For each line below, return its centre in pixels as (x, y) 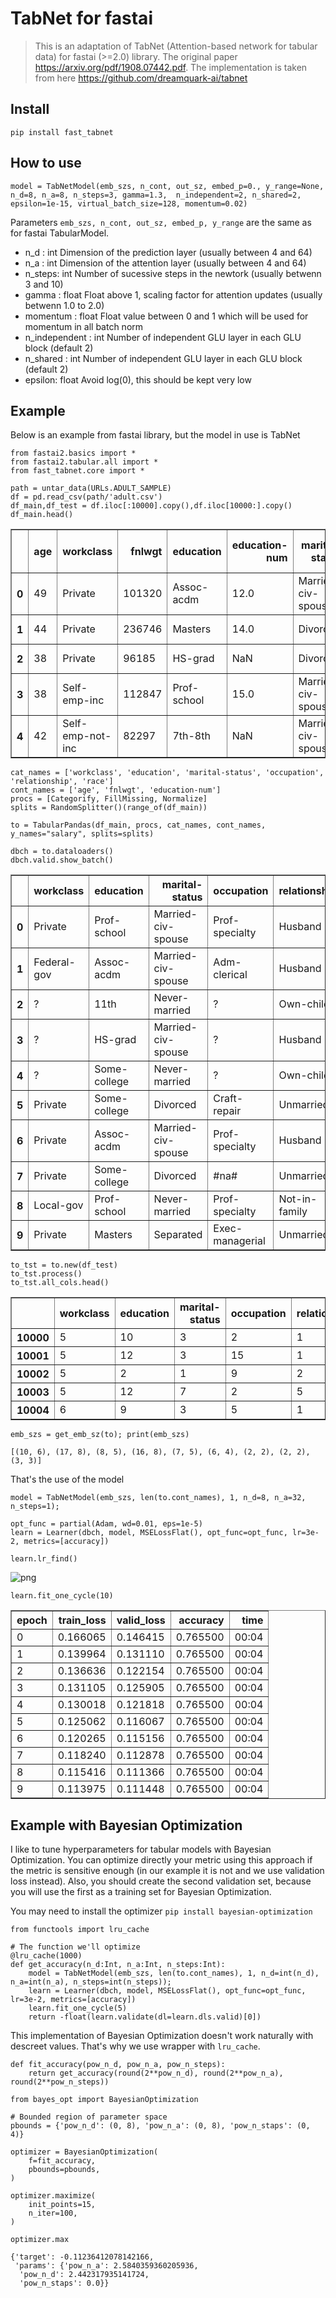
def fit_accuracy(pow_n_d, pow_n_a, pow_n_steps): (118, 2065)
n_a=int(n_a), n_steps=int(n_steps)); (91, 1982)
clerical (230, 975)
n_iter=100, (53, 2213)
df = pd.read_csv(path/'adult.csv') (86, 497)
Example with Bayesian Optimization (126, 1825)
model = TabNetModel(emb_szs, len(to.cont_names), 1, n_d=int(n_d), (174, 1973)
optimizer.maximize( (53, 2196)
